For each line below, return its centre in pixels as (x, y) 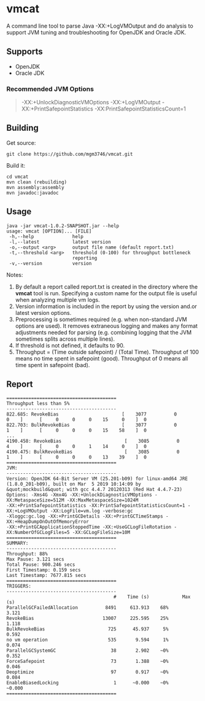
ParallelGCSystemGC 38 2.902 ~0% (87, 651)
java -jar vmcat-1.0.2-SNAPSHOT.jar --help (63, 226)
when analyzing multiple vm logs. (57, 300)
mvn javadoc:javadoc (33, 193)
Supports (25, 52)
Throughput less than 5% (38, 404)
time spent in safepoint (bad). (52, 365)
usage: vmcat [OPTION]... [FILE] (49, 231)
